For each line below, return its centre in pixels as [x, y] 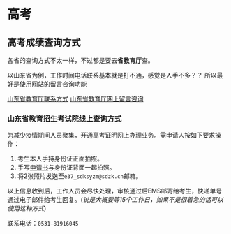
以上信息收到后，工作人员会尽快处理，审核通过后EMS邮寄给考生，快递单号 [115, 191]
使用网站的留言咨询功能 [53, 84]
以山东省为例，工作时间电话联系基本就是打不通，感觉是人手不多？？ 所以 [112, 75]
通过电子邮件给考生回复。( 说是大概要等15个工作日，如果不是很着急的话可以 [115, 200]
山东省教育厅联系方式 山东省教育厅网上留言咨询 [75, 99]
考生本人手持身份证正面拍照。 [60, 159]
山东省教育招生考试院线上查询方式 [65, 118]
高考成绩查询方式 [44, 42]
